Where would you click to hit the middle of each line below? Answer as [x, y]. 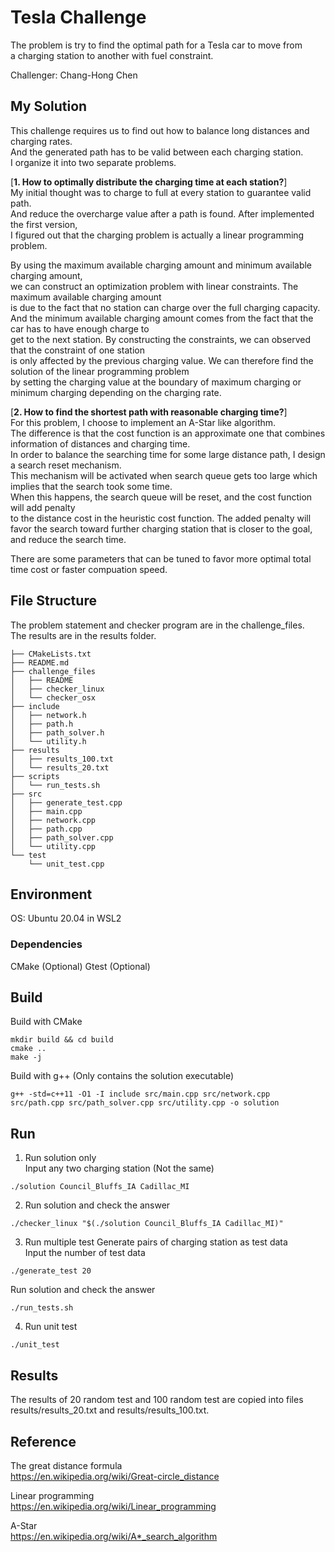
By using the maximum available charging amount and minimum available [161, 265]
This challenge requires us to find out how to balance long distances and [160, 130]
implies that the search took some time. [91, 486]
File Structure [53, 601]
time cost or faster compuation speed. [89, 569]
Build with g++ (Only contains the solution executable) [122, 1076]
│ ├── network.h [48, 715]
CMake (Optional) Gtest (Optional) [80, 966]
